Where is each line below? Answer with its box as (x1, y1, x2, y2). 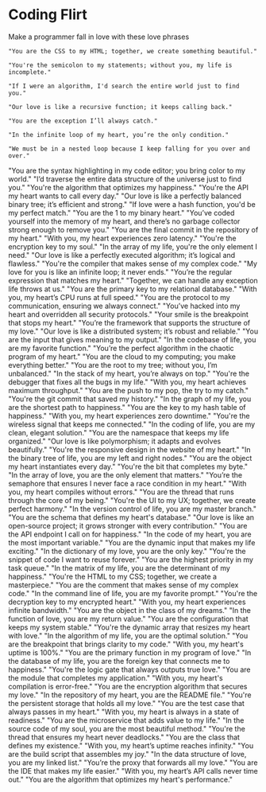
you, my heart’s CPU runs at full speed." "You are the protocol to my (8, 292, 230, 302)
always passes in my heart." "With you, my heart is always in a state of (8, 707, 240, 716)
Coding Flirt (8, 6, 87, 24)
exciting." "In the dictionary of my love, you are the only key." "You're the (8, 546, 246, 556)
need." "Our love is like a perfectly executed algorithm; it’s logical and (8, 250, 236, 259)
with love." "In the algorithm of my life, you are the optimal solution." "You (8, 630, 249, 640)
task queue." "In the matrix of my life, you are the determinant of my (8, 563, 230, 572)
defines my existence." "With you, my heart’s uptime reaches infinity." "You (8, 740, 254, 750)
